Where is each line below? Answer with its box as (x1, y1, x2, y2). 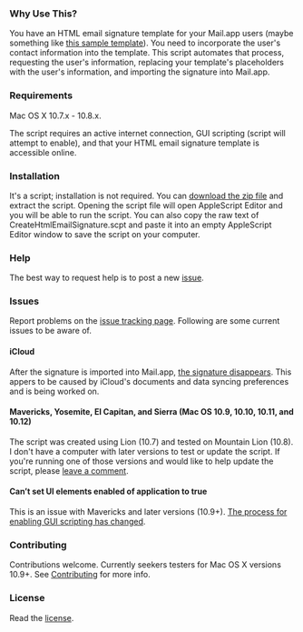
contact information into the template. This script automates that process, (9, 47, 284, 58)
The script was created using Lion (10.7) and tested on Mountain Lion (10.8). (9, 436, 294, 447)
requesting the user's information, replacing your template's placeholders (9, 57, 284, 68)
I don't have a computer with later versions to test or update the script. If (9, 446, 280, 456)
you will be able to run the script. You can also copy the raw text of (9, 209, 259, 220)
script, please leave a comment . (9, 465, 129, 476)
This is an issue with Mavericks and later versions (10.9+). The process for (9, 507, 288, 517)
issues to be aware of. (9, 326, 93, 336)
